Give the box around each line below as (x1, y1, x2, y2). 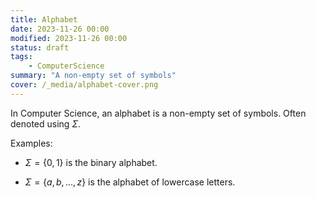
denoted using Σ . (10, 117, 82, 130)
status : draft (10, 42, 70, 53)
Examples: (10, 137, 53, 149)
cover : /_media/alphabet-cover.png (10, 80, 159, 90)
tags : (10, 52, 33, 62)
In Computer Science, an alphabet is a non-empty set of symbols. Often (10, 107, 307, 119)
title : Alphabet (10, 14, 78, 25)
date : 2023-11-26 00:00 (10, 24, 110, 34)
